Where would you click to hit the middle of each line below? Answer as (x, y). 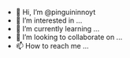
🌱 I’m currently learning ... (58, 29)
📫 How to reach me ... (52, 46)
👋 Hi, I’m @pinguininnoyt (56, 12)
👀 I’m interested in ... (49, 20)
